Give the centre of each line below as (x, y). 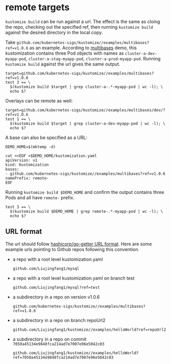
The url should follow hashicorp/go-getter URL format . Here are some (79, 244)
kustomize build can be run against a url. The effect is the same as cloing (83, 21)
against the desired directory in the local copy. (54, 32)
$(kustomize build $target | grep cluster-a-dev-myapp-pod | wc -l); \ (88, 123)
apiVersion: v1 (21, 160)
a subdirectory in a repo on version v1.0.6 (56, 297)
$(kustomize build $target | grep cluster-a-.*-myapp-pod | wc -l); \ (87, 87)
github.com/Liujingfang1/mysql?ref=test (56, 287)
